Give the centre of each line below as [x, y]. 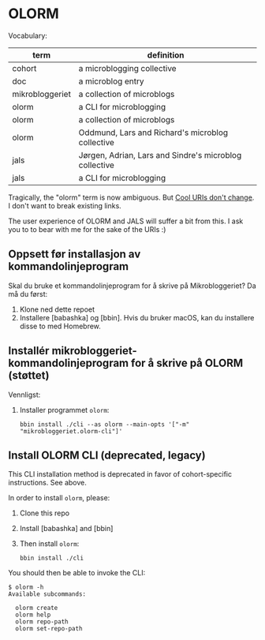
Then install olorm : [49, 544]
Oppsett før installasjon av [75, 255]
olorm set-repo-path [49, 629]
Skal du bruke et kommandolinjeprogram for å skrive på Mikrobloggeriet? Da [132, 286]
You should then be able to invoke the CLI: [77, 573]
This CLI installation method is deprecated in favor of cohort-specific [120, 474]
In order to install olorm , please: [59, 498]
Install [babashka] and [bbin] [66, 529]
